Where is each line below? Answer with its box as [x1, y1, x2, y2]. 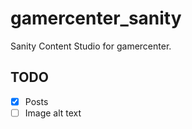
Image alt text [24, 107, 82, 119]
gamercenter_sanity [10, 7, 182, 30]
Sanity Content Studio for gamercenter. [10, 40, 172, 52]
